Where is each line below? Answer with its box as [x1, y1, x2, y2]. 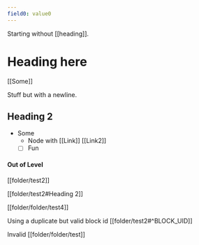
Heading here [7, 54, 87, 70]
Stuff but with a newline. [7, 90, 78, 98]
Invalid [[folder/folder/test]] [7, 230, 86, 238]
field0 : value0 [7, 10, 52, 17]
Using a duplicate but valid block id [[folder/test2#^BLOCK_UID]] [7, 216, 193, 225]
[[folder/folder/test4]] [7, 203, 69, 211]
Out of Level [7, 161, 43, 169]
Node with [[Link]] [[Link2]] [27, 137, 107, 145]
